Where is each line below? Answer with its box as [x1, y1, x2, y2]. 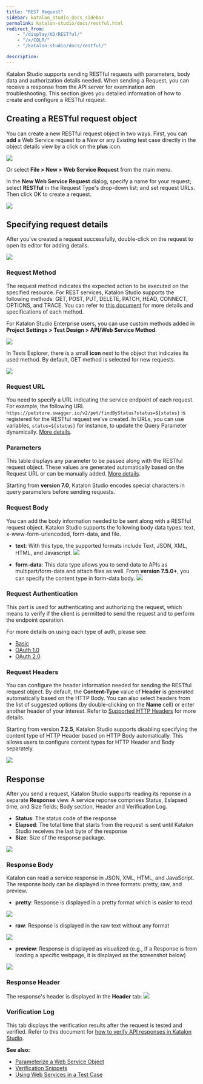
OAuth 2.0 [15, 653, 41, 660]
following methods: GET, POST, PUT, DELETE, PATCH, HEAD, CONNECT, [6, 295, 188, 302]
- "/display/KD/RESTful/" [17, 32, 83, 38]
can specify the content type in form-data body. [15, 574, 135, 582]
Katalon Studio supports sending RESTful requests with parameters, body [6, 70, 190, 78]
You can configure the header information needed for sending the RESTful [6, 682, 192, 689]
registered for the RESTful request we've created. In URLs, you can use [6, 415, 184, 422]
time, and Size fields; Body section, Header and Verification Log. [6, 803, 168, 810]
